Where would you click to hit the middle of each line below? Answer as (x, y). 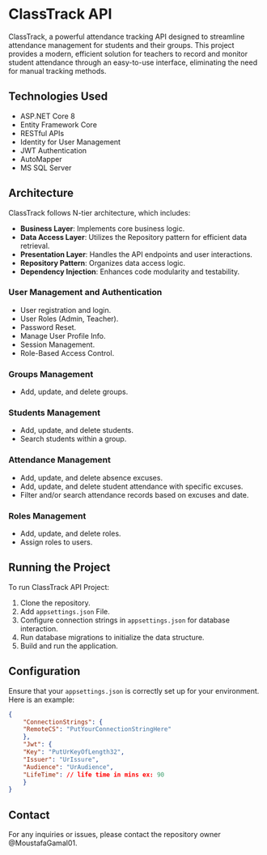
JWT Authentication (53, 150)
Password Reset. (48, 327)
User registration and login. (66, 310)
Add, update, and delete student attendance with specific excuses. (131, 486)
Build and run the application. (69, 646)
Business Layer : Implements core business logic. (102, 229)
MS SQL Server (46, 168)
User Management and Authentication (85, 293)
